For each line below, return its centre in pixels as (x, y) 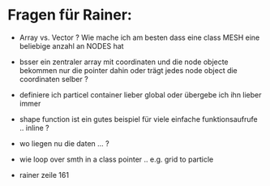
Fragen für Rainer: (70, 15)
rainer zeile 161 (44, 175)
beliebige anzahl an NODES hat (71, 45)
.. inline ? (34, 128)
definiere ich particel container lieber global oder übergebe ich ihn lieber (140, 94)
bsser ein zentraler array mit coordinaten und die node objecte (124, 62)
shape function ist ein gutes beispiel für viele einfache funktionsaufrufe (138, 119)
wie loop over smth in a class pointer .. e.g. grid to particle (116, 159)
